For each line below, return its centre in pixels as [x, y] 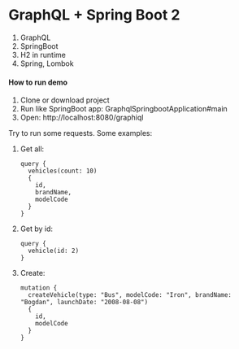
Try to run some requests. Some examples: [80, 133]
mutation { [39, 288]
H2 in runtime [43, 55]
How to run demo [38, 82]
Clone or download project [65, 100]
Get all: [32, 149]
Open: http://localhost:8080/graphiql [82, 118]
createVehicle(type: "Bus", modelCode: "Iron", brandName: [130, 295]
